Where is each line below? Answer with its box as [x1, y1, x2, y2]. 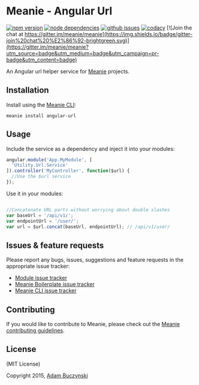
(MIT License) [6, 360, 41, 368]
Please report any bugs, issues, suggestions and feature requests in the [6, 256, 184, 263]
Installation [6, 85, 49, 96]
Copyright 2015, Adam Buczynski [6, 372, 88, 379]
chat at [6, 30, 24, 37]
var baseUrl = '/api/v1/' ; [6, 212, 74, 218]
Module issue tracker [14, 274, 68, 282]
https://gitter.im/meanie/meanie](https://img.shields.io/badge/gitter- [25, 30, 193, 37]
